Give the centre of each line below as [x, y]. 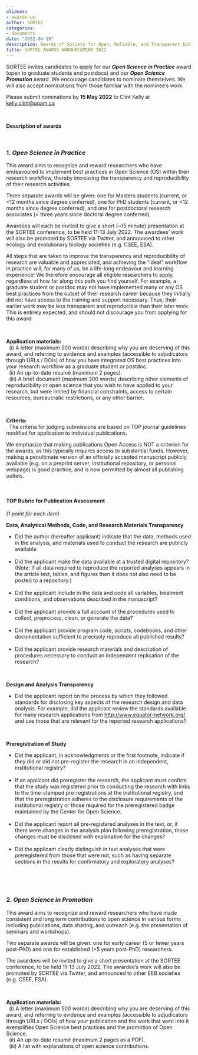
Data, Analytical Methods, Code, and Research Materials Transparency [95, 525]
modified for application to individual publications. [67, 433]
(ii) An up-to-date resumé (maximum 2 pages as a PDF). [77, 1040]
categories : [21, 28]
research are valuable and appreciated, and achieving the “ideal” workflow [97, 262]
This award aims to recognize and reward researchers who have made [92, 912]
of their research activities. [39, 184]
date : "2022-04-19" [30, 39]
